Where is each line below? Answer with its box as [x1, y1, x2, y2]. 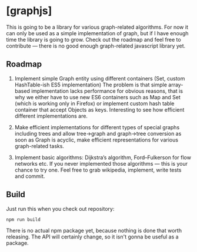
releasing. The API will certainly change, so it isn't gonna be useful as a [6, 233, 179, 240]
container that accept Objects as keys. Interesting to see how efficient [14, 106, 185, 113]
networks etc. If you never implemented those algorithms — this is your [14, 160, 188, 167]
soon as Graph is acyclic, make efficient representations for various [14, 136, 178, 143]
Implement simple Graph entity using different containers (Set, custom [14, 75, 185, 82]
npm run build [6, 216, 41, 223]
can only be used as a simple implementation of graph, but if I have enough [6, 29, 189, 36]
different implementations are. [14, 112, 88, 119]
